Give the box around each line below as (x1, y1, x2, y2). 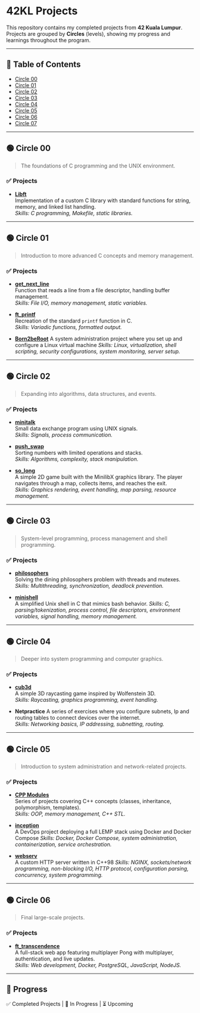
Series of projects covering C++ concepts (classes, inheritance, (14, 798, 171, 805)
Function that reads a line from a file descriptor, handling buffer (14, 286, 170, 293)
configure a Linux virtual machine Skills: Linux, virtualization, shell (14, 341, 177, 348)
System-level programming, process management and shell (20, 535, 168, 542)
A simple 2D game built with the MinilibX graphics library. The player (14, 473, 183, 481)
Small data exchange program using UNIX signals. (14, 425, 138, 432)
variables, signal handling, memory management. (14, 613, 137, 620)
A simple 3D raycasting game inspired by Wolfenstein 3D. (14, 690, 156, 697)
